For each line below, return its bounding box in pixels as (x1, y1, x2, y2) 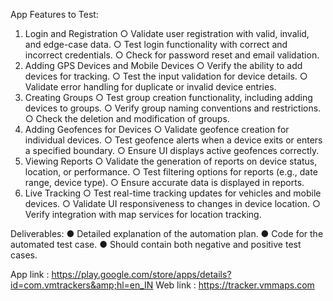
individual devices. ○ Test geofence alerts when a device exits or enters (24, 134, 323, 146)
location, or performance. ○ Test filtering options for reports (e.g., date (24, 166, 318, 178)
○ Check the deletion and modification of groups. (24, 113, 230, 124)
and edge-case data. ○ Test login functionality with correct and (24, 39, 288, 50)
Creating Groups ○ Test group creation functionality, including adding (24, 92, 313, 103)
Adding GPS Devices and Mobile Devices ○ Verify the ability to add (24, 60, 303, 71)
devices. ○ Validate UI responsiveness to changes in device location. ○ (24, 198, 321, 209)
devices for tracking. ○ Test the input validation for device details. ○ (24, 70, 308, 82)
